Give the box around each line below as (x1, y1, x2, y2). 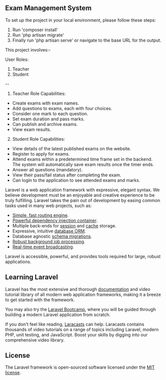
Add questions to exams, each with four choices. (12, 105, 112, 111)
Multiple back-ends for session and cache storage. (12, 222, 116, 228)
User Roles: (5, 56, 29, 62)
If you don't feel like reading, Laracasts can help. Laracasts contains (5, 321, 145, 327)
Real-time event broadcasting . (12, 244, 74, 250)
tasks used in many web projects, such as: (5, 203, 92, 209)
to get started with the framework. (5, 297, 75, 303)
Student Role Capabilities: (12, 136, 65, 142)
